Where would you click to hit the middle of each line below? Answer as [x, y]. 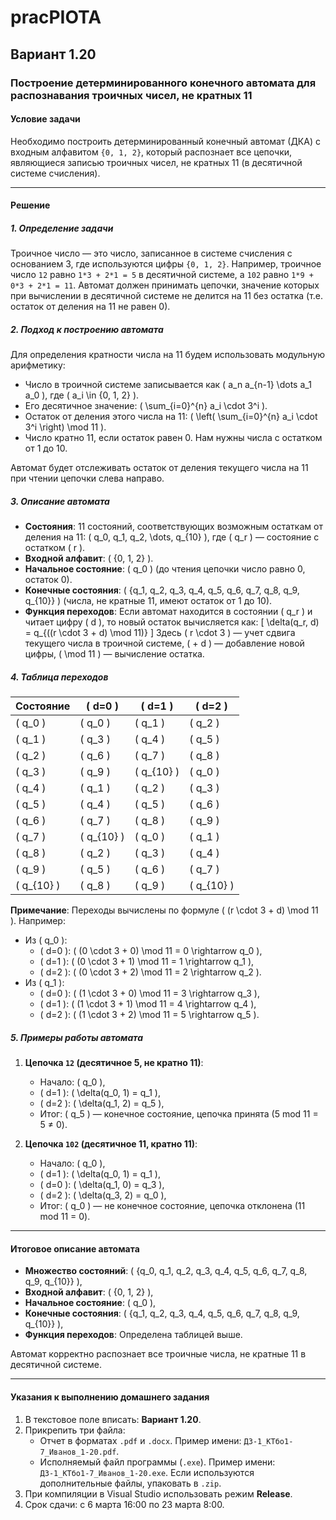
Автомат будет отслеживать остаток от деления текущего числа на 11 [159, 468]
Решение [30, 205]
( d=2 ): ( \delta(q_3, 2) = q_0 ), [103, 1195]
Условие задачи [45, 119]
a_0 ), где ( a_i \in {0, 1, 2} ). [82, 395]
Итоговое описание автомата [75, 1248]
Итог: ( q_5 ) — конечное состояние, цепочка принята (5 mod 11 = [179, 1114]
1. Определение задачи [62, 228]
